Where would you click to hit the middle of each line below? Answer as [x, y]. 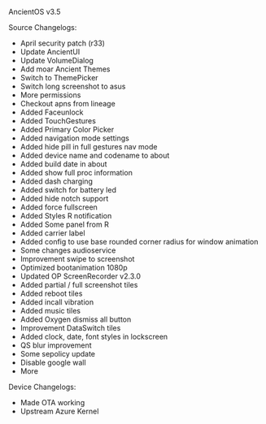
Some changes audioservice [68, 250]
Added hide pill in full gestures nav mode [89, 147]
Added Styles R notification [66, 216]
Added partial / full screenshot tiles [79, 285]
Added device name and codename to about [95, 155]
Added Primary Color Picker [67, 130]
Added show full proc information [76, 173]
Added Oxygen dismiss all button [76, 319]
